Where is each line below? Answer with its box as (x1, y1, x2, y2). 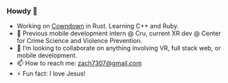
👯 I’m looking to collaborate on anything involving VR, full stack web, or (16, 44, 221, 53)
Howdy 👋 (6, 6, 38, 16)
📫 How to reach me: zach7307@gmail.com (16, 59, 142, 68)
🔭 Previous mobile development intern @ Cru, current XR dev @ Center (16, 29, 221, 37)
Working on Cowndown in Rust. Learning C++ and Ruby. (16, 22, 179, 30)
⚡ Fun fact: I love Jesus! (16, 69, 86, 78)
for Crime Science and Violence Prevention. (16, 37, 143, 45)
